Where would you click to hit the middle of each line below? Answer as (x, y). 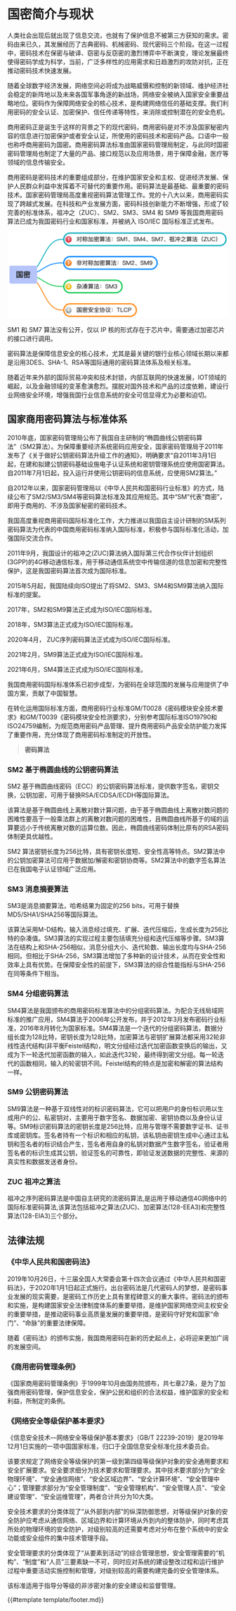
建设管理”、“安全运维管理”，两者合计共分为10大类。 (83, 1497)
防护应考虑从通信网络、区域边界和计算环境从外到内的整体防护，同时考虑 (118, 1521)
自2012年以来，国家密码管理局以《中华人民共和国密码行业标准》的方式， (113, 488)
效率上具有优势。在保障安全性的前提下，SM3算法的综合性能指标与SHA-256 (117, 965)
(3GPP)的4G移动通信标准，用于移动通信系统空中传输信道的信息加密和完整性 (117, 562)
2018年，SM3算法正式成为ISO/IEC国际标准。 (72, 624)
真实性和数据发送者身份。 (44, 1161)
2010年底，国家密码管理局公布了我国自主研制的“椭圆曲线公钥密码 (102, 437)
